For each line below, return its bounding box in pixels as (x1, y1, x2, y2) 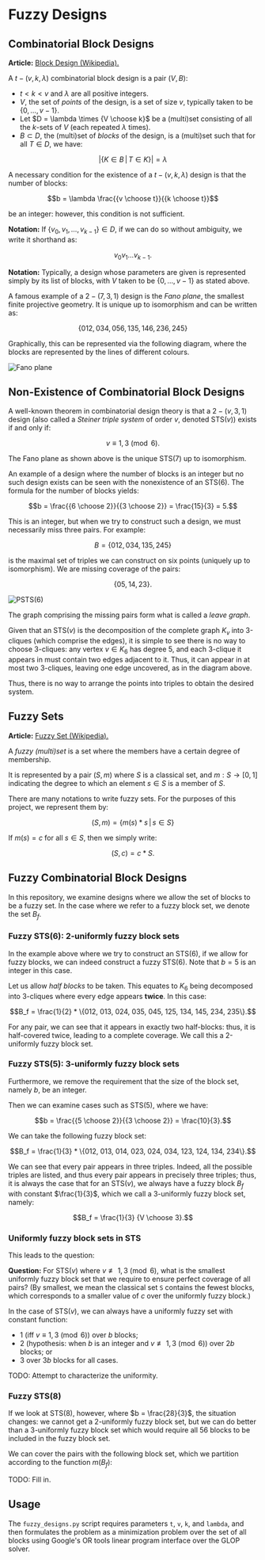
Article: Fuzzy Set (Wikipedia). (8, 730, 109, 740)
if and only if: (8, 423, 51, 433)
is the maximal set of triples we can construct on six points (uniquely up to (8, 556, 251, 566)
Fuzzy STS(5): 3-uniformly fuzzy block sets (8, 1058, 180, 1070)
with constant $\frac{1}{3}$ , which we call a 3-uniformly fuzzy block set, (8, 1188, 246, 1198)
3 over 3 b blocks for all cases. (19, 1355, 119, 1364)
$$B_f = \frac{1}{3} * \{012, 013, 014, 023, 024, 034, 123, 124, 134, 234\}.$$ (9, 1146, 256, 1156)
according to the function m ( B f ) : (8, 1458, 113, 1469)
